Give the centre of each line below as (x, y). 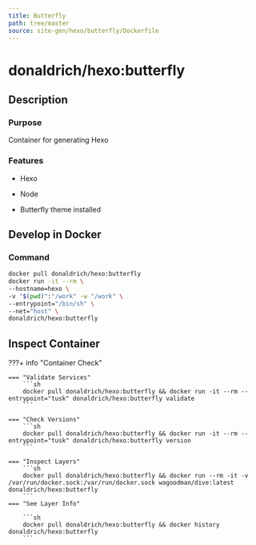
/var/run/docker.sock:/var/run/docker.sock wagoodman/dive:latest (121, 483)
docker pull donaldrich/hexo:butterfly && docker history (121, 525)
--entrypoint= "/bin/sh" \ (51, 304)
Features (26, 161)
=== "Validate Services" (50, 377)
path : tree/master (39, 23)
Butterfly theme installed (60, 209)
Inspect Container (54, 343)
